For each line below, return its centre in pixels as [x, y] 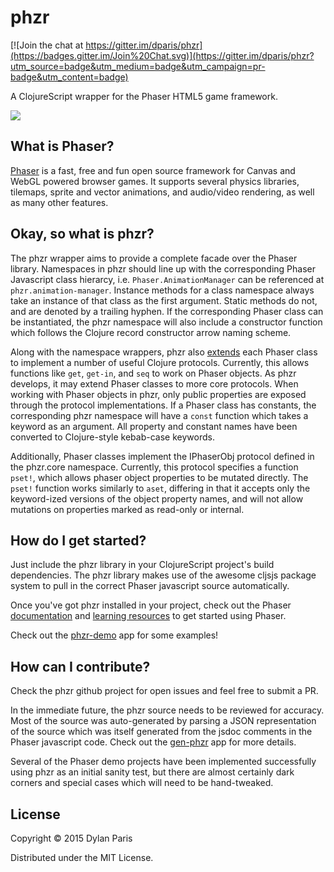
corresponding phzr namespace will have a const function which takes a [159, 415]
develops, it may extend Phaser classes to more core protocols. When [154, 383]
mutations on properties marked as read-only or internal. [127, 509]
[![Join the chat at [47, 45]
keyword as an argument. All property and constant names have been [154, 426]
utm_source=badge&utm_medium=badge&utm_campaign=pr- [138, 66]
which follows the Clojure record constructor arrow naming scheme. [151, 332]
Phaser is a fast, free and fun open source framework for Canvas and [153, 170]
